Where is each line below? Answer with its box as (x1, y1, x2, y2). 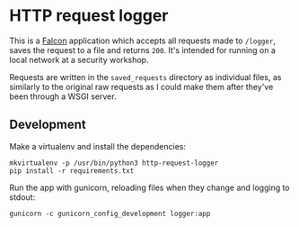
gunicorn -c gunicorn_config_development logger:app (9, 209, 211, 218)
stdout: (9, 191, 36, 203)
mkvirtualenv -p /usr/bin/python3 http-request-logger (9, 159, 219, 168)
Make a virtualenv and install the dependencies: (9, 141, 187, 151)
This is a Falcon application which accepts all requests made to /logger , (9, 35, 277, 46)
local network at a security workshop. (9, 54, 149, 65)
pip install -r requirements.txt (9, 166, 135, 176)
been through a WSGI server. (9, 91, 117, 102)
